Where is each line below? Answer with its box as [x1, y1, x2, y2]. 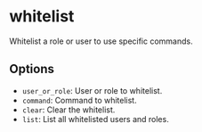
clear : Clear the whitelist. [21, 104, 116, 115]
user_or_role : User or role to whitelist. [21, 85, 163, 95]
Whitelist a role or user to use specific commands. [9, 36, 193, 46]
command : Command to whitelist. [21, 95, 137, 105]
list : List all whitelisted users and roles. [21, 113, 169, 124]
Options [9, 62, 55, 77]
